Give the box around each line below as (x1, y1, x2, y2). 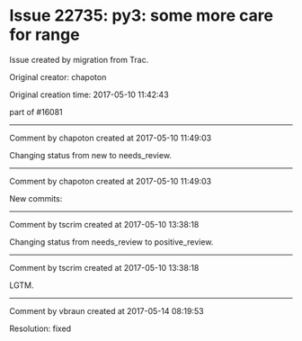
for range (9, 24, 80, 45)
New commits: (9, 193, 63, 203)
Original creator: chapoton (9, 71, 107, 82)
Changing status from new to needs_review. (9, 149, 173, 160)
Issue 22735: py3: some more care (9, 5, 274, 26)
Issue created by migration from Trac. (9, 54, 149, 65)
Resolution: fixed (9, 323, 72, 334)
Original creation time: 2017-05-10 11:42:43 (9, 89, 169, 100)
